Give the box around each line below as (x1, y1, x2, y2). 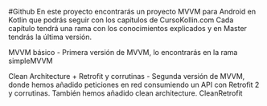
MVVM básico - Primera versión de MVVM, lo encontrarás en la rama (8, 48, 238, 57)
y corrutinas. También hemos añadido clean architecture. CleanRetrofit (8, 88, 243, 98)
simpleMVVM (8, 56, 53, 65)
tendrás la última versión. (8, 32, 92, 41)
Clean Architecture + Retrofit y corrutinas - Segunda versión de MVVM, (8, 72, 245, 80)
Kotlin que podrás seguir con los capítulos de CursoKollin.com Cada (8, 15, 234, 25)
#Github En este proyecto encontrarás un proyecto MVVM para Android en (8, 7, 257, 16)
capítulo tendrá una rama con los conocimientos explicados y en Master (8, 24, 248, 33)
